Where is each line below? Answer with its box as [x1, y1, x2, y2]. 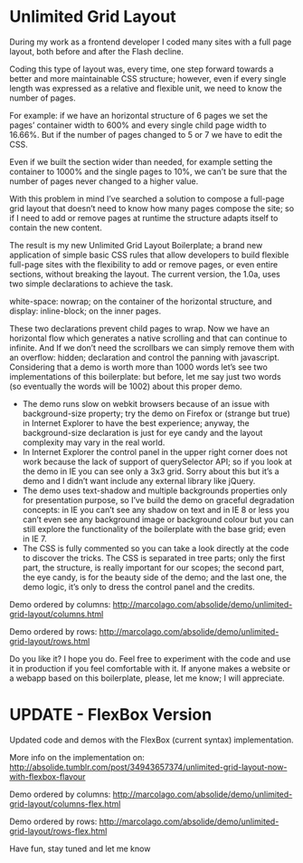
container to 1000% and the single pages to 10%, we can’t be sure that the [9, 166, 288, 177]
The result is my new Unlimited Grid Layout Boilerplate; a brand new [9, 239, 263, 250]
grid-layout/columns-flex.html [9, 798, 121, 809]
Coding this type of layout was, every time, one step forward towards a [9, 63, 274, 74]
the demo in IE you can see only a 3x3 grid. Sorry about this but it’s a [22, 465, 279, 477]
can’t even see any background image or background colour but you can [22, 514, 294, 525]
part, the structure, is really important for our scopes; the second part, [22, 562, 285, 573]
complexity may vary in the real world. [22, 437, 166, 448]
